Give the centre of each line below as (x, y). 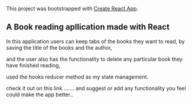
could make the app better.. (40, 95)
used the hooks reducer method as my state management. (77, 77)
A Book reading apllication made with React (88, 27)
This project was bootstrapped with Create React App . (72, 9)
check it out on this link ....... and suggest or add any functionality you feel (96, 88)
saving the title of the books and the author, (59, 47)
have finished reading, (33, 65)
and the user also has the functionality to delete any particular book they (95, 59)
